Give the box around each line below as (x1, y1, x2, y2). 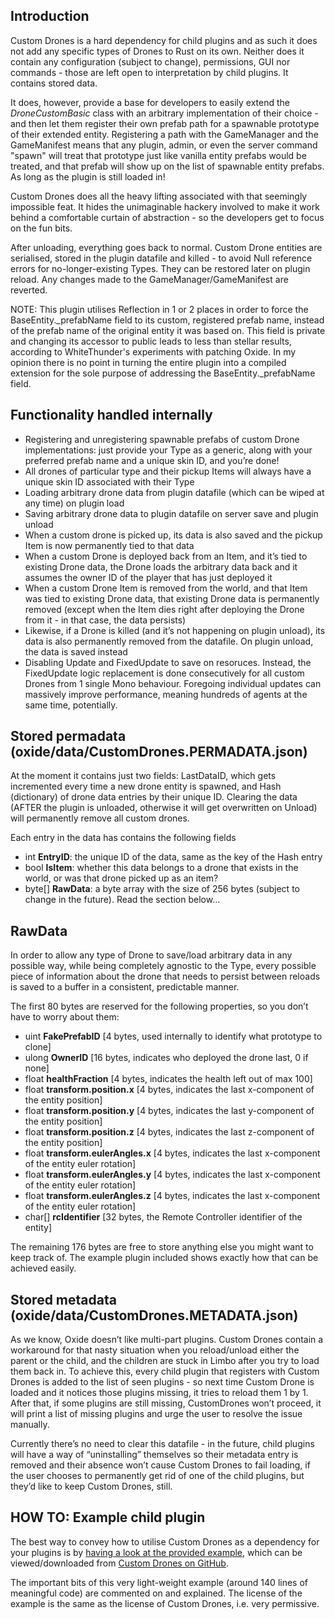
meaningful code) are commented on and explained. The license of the (10, 1587, 303, 1599)
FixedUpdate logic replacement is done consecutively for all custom (24, 667, 305, 679)
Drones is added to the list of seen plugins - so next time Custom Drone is (10, 1376, 315, 1388)
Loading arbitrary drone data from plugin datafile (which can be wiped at (24, 486, 325, 498)
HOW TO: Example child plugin (10, 1509, 206, 1526)
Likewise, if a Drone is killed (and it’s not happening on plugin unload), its (24, 624, 326, 636)
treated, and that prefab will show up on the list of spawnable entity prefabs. (10, 160, 325, 172)
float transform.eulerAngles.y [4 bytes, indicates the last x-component (24, 1169, 321, 1181)
